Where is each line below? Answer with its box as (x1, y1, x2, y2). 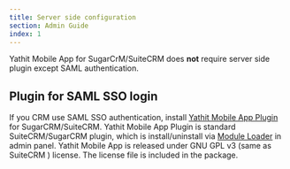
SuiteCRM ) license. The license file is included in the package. (9, 150, 239, 160)
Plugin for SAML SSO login (9, 88, 158, 104)
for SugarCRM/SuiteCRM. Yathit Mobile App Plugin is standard (9, 121, 236, 133)
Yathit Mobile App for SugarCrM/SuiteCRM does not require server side (9, 54, 271, 65)
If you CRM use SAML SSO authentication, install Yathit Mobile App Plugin (9, 112, 279, 123)
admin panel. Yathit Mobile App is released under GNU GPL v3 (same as (9, 141, 272, 151)
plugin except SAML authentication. (9, 63, 140, 73)
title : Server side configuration (9, 12, 137, 22)
